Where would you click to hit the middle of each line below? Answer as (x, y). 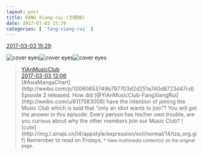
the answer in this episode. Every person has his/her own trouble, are (108, 114)
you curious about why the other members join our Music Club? (101, 121)
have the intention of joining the (146, 102)
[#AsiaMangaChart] (46, 82)
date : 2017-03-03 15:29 (36, 23)
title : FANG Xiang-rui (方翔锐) (46, 18)
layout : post (23, 12)
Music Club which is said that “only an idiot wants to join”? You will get (109, 108)
